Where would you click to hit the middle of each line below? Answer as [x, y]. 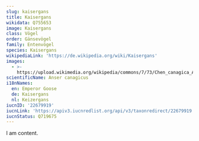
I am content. [22, 133]
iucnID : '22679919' [30, 105]
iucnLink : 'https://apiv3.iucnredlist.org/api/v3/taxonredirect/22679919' [100, 111]
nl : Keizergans [30, 100]
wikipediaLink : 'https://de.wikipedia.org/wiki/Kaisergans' [82, 56]
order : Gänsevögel [29, 39]
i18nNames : [20, 84]
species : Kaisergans [32, 50]
